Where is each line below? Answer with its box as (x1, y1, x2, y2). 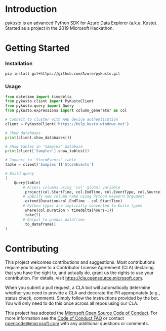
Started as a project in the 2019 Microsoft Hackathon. (5, 25, 114, 31)
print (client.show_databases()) (5, 135, 72, 140)
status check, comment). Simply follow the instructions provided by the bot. (5, 295, 160, 301)
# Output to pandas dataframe (23, 217, 85, 222)
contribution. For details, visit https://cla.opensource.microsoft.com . (5, 275, 144, 281)
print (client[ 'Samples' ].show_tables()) (5, 148, 90, 154)
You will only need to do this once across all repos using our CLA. (5, 300, 139, 306)
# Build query (5, 171, 35, 176)
